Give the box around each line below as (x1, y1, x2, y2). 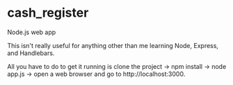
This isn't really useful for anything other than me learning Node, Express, (7, 41, 219, 49)
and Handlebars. (7, 49, 55, 57)
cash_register (7, 5, 89, 21)
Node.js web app (7, 28, 56, 36)
